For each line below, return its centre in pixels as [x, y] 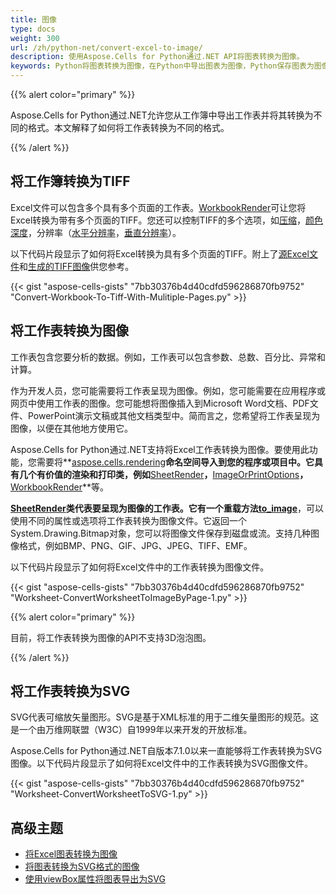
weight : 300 [35, 38]
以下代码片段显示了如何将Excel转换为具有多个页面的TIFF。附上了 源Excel [160, 253]
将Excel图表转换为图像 [71, 854]
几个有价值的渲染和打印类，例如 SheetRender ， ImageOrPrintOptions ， [163, 474]
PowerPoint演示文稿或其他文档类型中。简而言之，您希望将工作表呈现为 [174, 415]
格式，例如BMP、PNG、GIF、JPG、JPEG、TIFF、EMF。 [135, 545]
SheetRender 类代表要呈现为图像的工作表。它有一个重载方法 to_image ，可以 [167, 508]
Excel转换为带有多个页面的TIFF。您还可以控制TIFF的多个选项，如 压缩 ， [158, 220]
